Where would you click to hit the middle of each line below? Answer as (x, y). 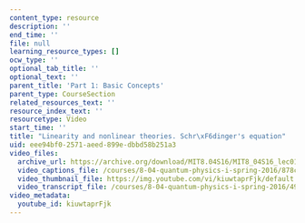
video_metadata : (40, 196)
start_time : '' (38, 128)
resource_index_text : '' (56, 111)
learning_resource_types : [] (64, 52)
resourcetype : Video (49, 119)
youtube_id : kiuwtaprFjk (64, 204)
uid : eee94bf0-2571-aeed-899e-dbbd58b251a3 (93, 145)
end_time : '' (34, 35)
